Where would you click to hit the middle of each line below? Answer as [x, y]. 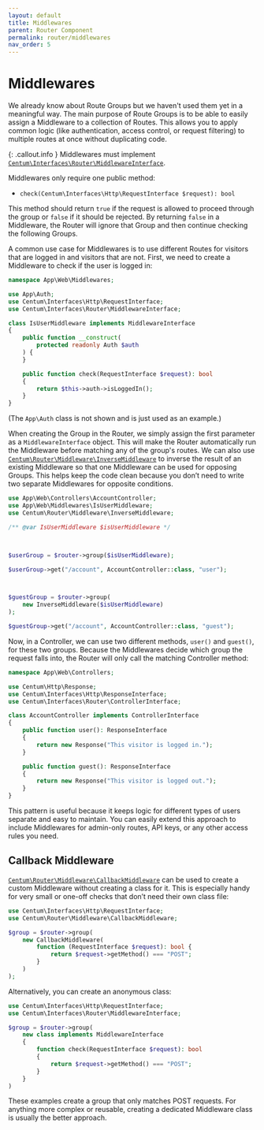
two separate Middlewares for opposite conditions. [91, 484]
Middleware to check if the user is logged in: [80, 266]
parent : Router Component [50, 30]
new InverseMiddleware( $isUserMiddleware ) [93, 605]
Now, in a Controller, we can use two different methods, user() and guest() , [131, 641]
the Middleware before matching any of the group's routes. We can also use [132, 451]
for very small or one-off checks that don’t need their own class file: [119, 896]
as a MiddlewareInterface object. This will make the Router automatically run [132, 442]
